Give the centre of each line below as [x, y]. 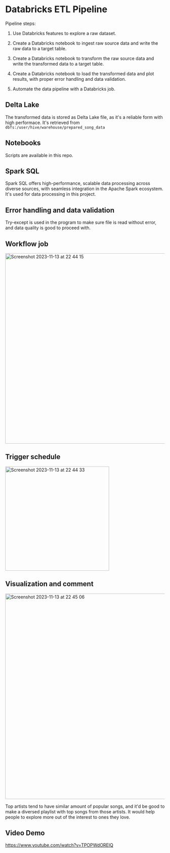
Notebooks [23, 143]
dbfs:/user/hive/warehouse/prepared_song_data [55, 127]
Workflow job [27, 244]
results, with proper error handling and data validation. [69, 79]
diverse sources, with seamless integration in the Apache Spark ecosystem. [84, 189]
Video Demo [25, 833]
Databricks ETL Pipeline [56, 9]
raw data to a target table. [39, 48]
